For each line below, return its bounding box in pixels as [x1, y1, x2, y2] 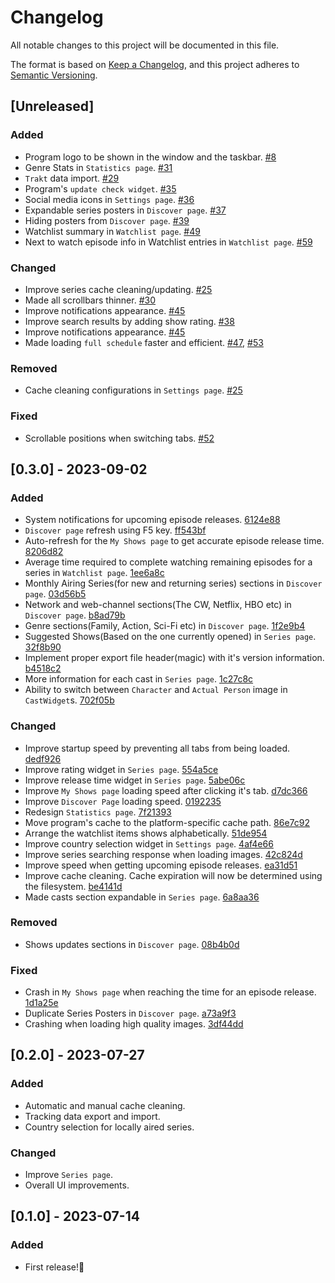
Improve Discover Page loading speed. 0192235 [24, 795, 222, 807]
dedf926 [24, 752, 62, 765]
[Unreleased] [10, 98, 95, 115]
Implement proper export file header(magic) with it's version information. [24, 652, 325, 664]
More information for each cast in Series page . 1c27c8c [24, 673, 254, 685]
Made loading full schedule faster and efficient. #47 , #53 [24, 336, 264, 348]
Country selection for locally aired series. [24, 1121, 195, 1133]
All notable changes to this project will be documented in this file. [10, 39, 280, 51]
